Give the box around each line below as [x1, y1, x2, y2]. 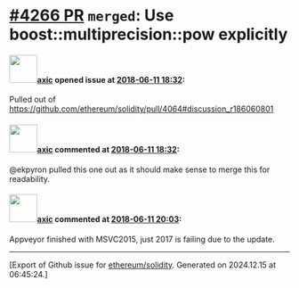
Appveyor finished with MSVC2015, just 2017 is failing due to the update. [9, 234, 276, 244]
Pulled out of [9, 95, 56, 105]
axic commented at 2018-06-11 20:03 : [36, 214, 182, 225]
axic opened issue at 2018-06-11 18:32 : [36, 74, 185, 85]
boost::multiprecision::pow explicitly [9, 24, 288, 45]
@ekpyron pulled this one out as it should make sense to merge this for [9, 164, 271, 175]
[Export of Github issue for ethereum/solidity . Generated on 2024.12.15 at [9, 259, 277, 270]
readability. [9, 173, 51, 184]
